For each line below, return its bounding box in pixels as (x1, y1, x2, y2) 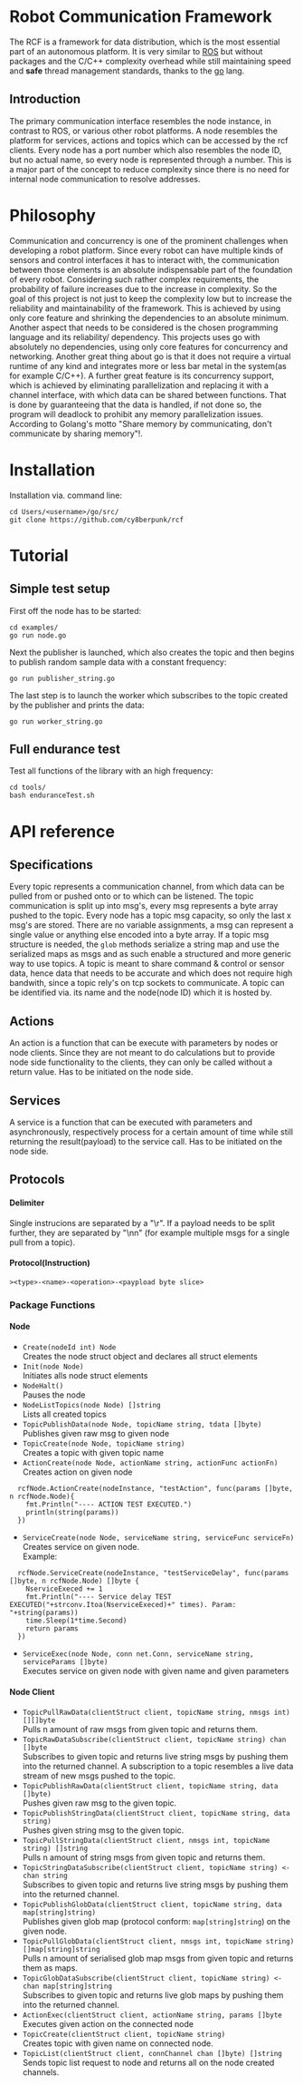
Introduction (9, 92, 81, 107)
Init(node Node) (22, 1362, 84, 1371)
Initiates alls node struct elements (22, 1369, 148, 1380)
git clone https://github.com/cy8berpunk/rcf (9, 515, 184, 524)
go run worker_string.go (9, 716, 103, 726)
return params (25, 1623, 79, 1633)
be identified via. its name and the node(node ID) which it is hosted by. (9, 987, 273, 999)
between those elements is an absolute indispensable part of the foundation (9, 264, 293, 275)
